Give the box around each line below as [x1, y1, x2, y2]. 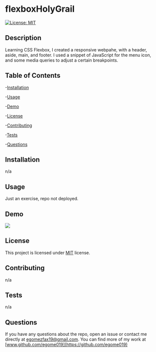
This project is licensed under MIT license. [5, 250, 90, 256]
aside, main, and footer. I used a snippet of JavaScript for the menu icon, [5, 52, 152, 58]
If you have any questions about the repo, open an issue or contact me [5, 331, 147, 337]
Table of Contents [5, 71, 61, 80]
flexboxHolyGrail [5, 3, 75, 15]
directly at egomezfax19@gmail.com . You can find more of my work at [5, 336, 146, 342]
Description [5, 34, 41, 42]
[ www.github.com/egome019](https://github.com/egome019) [5, 342, 128, 348]
